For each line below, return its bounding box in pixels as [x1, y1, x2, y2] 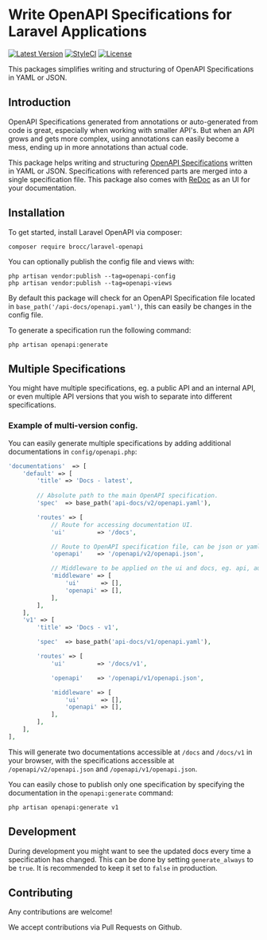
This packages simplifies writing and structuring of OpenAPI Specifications [8, 64, 254, 73]
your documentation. [8, 183, 77, 193]
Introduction [8, 96, 72, 109]
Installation [8, 206, 65, 220]
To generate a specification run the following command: [8, 325, 192, 335]
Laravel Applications [8, 22, 147, 41]
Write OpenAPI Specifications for [8, 6, 232, 24]
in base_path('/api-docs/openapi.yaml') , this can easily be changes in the [8, 301, 252, 311]
